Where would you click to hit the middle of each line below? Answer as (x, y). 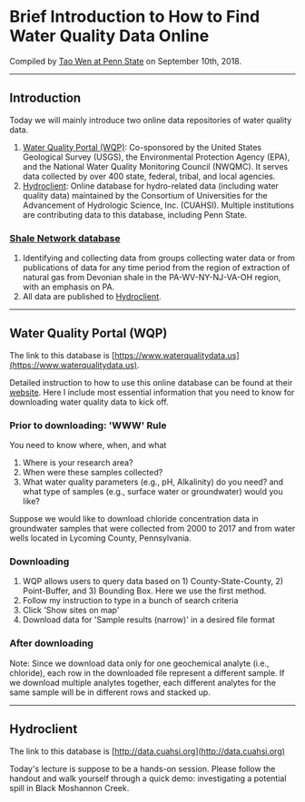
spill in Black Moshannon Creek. (69, 787)
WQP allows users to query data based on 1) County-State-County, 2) (153, 582)
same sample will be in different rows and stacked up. (110, 692)
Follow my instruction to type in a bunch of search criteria (130, 601)
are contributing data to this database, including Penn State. (135, 214)
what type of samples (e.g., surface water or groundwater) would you (152, 492)
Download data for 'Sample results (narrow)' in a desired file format (148, 620)
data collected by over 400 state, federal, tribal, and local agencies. (149, 176)
